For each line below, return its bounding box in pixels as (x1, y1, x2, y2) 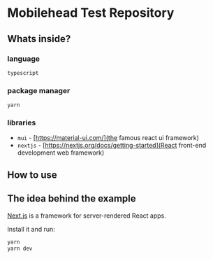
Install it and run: (7, 225, 56, 233)
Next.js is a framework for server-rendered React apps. (7, 211, 166, 220)
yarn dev (7, 245, 33, 252)
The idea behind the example (7, 192, 136, 204)
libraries (7, 118, 36, 127)
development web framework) (17, 148, 105, 157)
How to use (7, 169, 57, 181)
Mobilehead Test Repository (7, 5, 175, 21)
